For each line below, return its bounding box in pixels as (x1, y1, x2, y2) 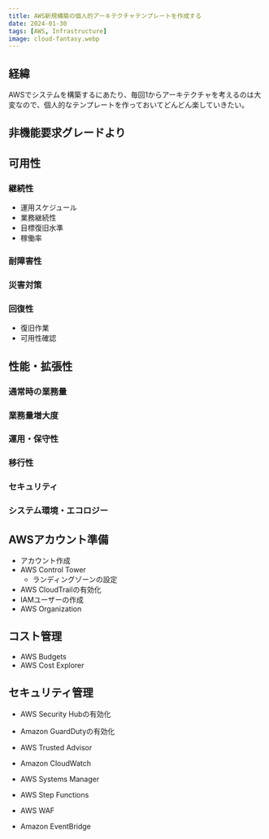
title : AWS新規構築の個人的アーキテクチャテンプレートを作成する (8, 11, 202, 20)
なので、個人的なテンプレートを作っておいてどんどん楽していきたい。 (15, 100, 249, 110)
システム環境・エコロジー (8, 505, 108, 516)
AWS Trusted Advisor (20, 742, 93, 752)
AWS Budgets (20, 651, 67, 661)
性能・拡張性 (8, 359, 73, 373)
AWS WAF (20, 806, 55, 815)
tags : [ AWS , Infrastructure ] (8, 27, 107, 35)
